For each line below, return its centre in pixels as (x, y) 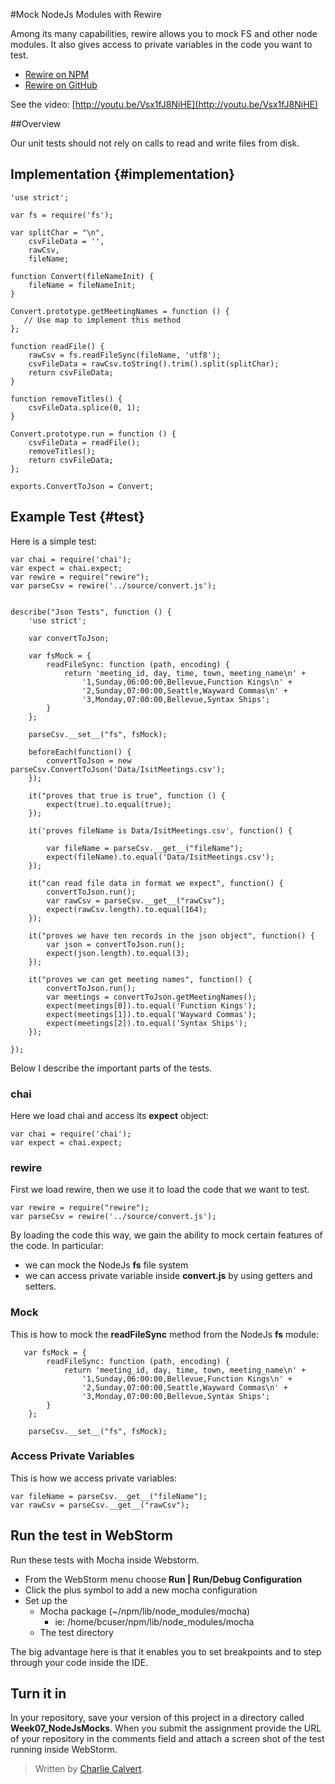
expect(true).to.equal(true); (109, 804)
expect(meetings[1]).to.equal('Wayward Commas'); (151, 1014)
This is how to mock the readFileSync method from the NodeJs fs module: (165, 1334)
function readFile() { (57, 346)
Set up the (46, 1600)
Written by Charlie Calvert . (89, 1769)
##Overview (36, 123)
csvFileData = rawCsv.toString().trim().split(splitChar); (154, 364)
